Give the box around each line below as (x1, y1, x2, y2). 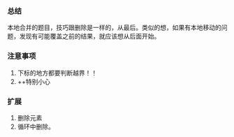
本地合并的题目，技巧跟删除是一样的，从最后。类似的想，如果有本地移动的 (7, 23, 221, 32)
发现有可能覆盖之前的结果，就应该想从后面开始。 (19, 32, 161, 41)
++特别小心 (17, 77, 51, 85)
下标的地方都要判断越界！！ (17, 68, 98, 77)
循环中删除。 (17, 122, 54, 131)
